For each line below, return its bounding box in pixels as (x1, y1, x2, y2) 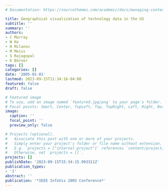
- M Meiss (5, 48, 26, 54)
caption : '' (9, 113, 35, 119)
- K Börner (5, 58, 28, 63)
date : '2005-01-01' (5, 72, 46, 77)
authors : (5, 30, 23, 35)
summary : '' (5, 25, 30, 30)
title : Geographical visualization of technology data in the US (5, 16, 144, 21)
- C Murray (5, 35, 28, 40)
